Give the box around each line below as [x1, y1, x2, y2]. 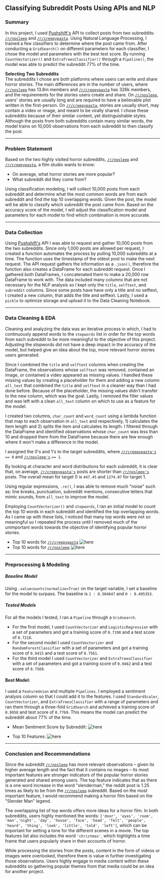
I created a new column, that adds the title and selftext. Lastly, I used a [5, 292, 148, 298]
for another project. [5, 868, 45, 874]
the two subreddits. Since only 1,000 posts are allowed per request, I [5, 246, 144, 251]
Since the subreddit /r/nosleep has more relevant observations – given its [5, 761, 155, 767]
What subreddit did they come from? [12, 176, 87, 182]
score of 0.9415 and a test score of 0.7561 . [12, 650, 99, 656]
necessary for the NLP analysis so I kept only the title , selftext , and [5, 282, 146, 288]
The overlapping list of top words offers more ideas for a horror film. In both [5, 807, 159, 814]
